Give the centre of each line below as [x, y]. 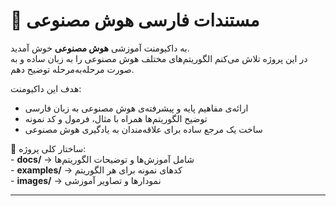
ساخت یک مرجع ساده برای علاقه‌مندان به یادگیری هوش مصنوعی [143, 129]
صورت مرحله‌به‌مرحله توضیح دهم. [72, 69]
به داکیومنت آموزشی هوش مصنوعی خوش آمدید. [100, 48]
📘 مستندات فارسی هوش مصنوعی [135, 20]
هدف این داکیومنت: [46, 88]
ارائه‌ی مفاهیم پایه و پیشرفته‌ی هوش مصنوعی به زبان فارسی [136, 108]
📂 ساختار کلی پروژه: [48, 148]
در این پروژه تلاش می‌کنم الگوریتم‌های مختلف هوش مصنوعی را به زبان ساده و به [159, 58]
